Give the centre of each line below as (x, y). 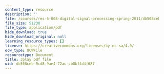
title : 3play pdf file (28, 59)
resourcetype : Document (29, 55)
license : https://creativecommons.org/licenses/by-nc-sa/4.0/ (70, 46)
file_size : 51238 (23, 23)
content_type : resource (29, 9)
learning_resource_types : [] (35, 41)
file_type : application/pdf (34, 28)
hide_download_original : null (36, 37)
